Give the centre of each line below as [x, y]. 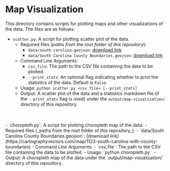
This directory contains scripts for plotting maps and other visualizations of [84, 24]
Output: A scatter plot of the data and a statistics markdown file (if [90, 93]
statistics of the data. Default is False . [68, 82]
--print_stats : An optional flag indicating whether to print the [93, 77]
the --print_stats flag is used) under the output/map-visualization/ [93, 99]
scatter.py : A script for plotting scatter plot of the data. [71, 39]
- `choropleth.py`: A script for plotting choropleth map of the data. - [76, 125]
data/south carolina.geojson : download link [75, 50]
